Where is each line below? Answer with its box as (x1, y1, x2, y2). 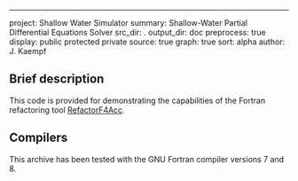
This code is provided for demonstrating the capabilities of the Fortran (9, 95, 266, 106)
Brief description (9, 72, 105, 87)
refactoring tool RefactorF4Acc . (9, 104, 126, 115)
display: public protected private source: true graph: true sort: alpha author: (9, 36, 286, 47)
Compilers (9, 130, 68, 146)
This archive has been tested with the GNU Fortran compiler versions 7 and (9, 153, 285, 164)
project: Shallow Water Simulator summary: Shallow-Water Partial (9, 18, 248, 28)
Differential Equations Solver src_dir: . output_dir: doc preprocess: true (9, 28, 266, 37)
